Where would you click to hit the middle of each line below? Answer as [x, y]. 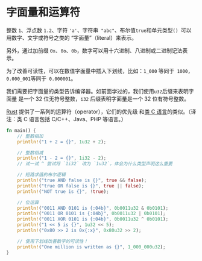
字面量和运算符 [43, 12]
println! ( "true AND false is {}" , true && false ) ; [82, 181]
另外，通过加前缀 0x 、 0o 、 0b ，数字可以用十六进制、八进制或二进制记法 [94, 50]
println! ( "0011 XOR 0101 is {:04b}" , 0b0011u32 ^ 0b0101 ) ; [93, 219]
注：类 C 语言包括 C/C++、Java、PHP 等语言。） [66, 119]
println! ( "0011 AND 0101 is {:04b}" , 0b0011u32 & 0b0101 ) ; [93, 208]
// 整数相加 [30, 136]
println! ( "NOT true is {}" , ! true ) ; [63, 191]
